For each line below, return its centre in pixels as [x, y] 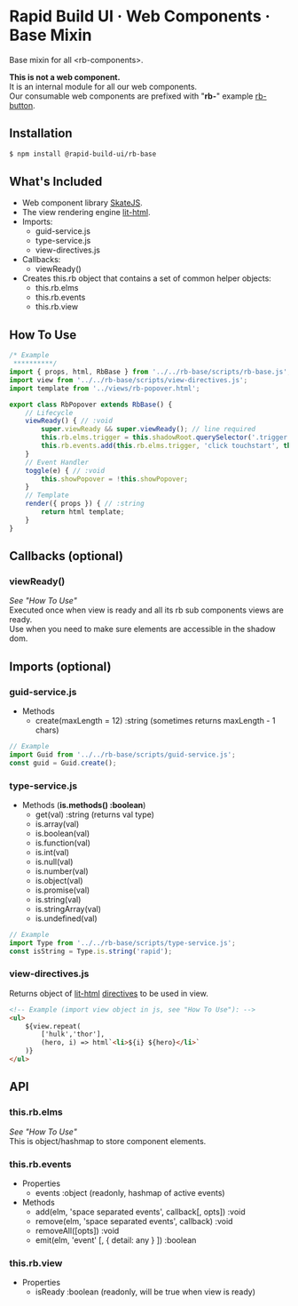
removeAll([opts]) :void [77, 1230]
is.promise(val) [63, 890]
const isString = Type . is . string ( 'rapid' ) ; [91, 951]
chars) [47, 730]
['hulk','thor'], [73, 1034]
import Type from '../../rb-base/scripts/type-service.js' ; [123, 943]
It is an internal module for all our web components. [103, 86]
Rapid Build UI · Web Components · [140, 16]
